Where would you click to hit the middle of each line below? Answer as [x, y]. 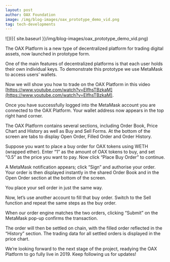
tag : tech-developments [31, 24]
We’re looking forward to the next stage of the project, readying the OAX [81, 249]
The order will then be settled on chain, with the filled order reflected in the [84, 228]
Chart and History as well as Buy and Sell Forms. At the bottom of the [78, 131]
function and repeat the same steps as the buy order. [61, 203]
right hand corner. [24, 116]
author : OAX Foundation [31, 15]
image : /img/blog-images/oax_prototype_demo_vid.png [62, 19]
